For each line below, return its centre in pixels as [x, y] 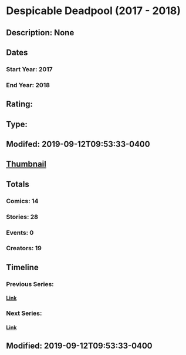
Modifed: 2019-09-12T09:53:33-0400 [78, 144]
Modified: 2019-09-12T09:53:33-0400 [79, 346]
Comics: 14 [22, 201]
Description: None [40, 33]
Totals [18, 184]
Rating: [20, 104]
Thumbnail [26, 164]
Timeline [23, 267]
